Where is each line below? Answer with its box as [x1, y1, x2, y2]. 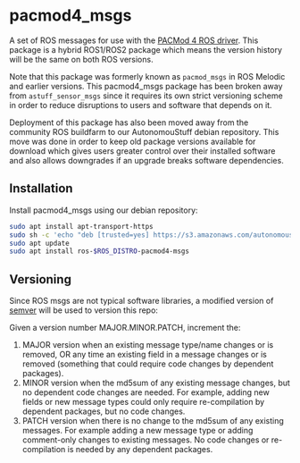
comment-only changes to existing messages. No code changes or [21, 434, 270, 445]
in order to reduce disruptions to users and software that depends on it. [9, 99, 272, 110]
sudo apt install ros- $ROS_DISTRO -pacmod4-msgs [9, 247, 190, 256]
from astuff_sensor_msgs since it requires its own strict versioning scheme [9, 90, 283, 101]
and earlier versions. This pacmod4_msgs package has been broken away [9, 80, 283, 91]
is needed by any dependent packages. [67, 444, 213, 455]
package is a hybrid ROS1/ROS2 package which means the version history [9, 44, 283, 55]
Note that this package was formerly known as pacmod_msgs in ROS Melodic [9, 71, 286, 81]
